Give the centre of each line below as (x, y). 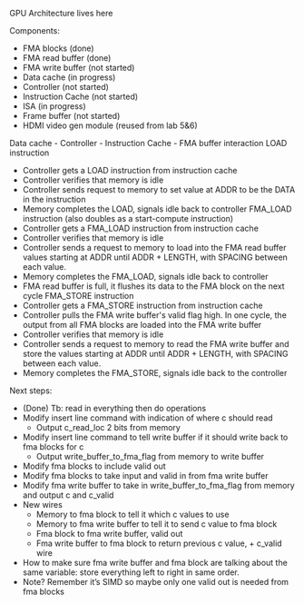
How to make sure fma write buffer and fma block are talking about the (155, 563)
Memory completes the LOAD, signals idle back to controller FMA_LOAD (157, 209)
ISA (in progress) (54, 106)
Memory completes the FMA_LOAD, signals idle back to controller (146, 277)
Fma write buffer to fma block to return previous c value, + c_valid (159, 543)
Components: (35, 30)
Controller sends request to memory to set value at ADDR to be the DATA (159, 189)
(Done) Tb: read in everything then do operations (114, 408)
